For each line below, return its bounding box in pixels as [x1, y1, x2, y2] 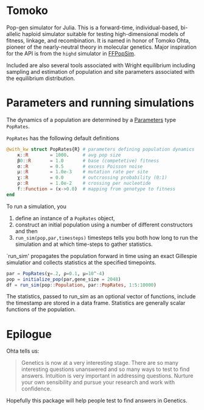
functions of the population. [6, 306, 76, 313]
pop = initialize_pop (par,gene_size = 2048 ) [6, 276, 121, 282]
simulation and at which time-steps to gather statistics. [15, 240, 153, 248]
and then [15, 227, 38, 235]
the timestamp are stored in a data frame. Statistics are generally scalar [6, 300, 186, 307]
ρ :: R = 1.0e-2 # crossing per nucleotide [17, 181, 151, 187]
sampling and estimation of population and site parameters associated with [6, 68, 195, 75]
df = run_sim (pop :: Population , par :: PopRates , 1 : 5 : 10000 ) [6, 282, 157, 288]
